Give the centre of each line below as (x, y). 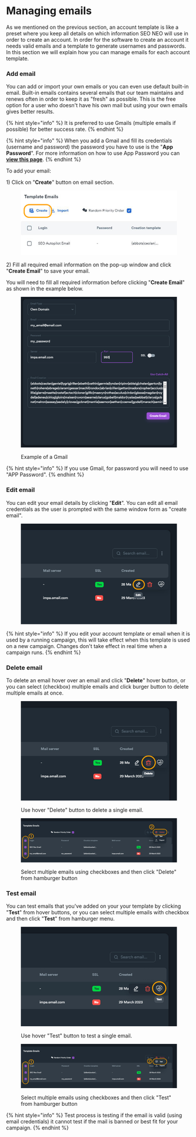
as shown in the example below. (45, 289)
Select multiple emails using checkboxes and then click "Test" (96, 1098)
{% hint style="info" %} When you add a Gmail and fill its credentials (89, 141)
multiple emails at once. (35, 693)
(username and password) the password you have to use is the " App (90, 147)
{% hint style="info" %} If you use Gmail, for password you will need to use (97, 468)
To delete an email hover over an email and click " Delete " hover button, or (96, 680)
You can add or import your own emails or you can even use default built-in (97, 87)
